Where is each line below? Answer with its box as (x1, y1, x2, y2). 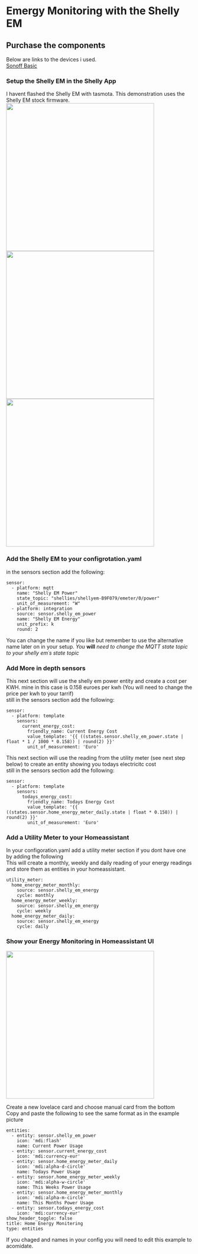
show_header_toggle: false (6, 1216, 73, 1221)
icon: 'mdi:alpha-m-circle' (17, 1195, 86, 1201)
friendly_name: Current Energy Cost (27, 728, 118, 734)
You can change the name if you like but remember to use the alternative (6, 637, 183, 644)
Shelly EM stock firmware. (6, 96, 70, 104)
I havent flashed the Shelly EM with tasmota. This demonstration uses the (6, 90, 185, 98)
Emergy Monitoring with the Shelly (6, 4, 180, 18)
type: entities (6, 1226, 44, 1232)
